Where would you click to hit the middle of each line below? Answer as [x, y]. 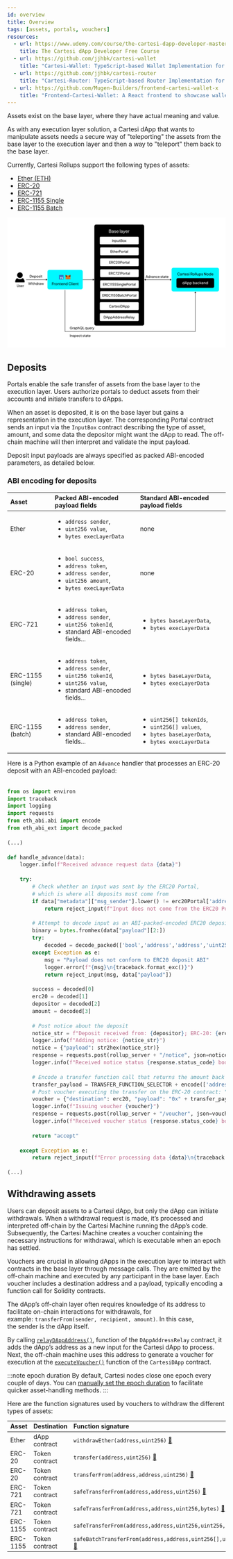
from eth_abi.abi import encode [54, 821]
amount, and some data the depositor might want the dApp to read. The [110, 435]
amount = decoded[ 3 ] [62, 1011]
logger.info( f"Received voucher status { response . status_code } [125, 1121]
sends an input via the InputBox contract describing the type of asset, [106, 427]
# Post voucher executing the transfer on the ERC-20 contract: [127, 1092]
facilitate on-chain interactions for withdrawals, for [79, 1311]
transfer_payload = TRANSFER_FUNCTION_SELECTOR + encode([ [119, 1084]
